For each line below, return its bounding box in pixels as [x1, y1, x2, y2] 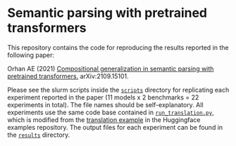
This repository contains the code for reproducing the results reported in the [7, 43, 229, 51]
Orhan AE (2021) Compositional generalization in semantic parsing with [7, 64, 214, 73]
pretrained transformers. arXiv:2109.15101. [7, 72, 129, 80]
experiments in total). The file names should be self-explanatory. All [7, 100, 204, 109]
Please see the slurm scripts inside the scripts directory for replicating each [7, 85, 230, 94]
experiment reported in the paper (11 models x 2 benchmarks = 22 [7, 93, 199, 102]
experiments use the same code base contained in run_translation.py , [7, 108, 214, 116]
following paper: [7, 51, 55, 59]
